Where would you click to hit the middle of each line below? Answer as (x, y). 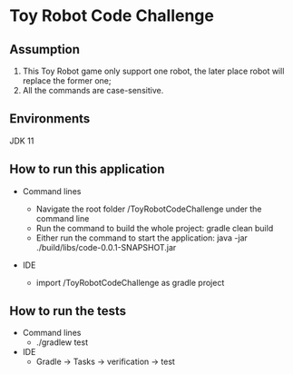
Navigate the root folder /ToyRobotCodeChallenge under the (149, 209)
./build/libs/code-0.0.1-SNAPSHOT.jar (106, 247)
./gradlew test (62, 342)
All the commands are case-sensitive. (93, 90)
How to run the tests (68, 311)
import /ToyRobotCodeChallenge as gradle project (130, 282)
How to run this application (87, 169)
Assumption (44, 49)
